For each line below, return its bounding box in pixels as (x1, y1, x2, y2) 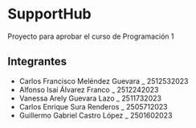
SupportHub (7, 5, 92, 23)
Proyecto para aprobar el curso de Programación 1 (7, 31, 174, 41)
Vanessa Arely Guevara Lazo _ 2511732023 (18, 93, 162, 103)
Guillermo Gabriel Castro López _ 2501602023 (18, 110, 173, 120)
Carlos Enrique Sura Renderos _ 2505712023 (18, 101, 168, 111)
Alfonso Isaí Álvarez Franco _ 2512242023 (18, 85, 159, 94)
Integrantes (7, 55, 67, 68)
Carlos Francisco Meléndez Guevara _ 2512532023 (18, 76, 189, 85)
